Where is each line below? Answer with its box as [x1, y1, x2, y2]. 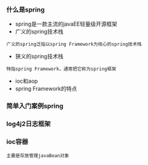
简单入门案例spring [6, 102, 64, 110]
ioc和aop [15, 77, 38, 85]
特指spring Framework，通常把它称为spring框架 [6, 66, 117, 72]
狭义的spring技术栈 [15, 53, 64, 60]
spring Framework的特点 [15, 85, 77, 93]
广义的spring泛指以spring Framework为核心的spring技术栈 [6, 41, 142, 47]
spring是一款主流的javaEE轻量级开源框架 [15, 20, 118, 28]
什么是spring [6, 5, 45, 13]
